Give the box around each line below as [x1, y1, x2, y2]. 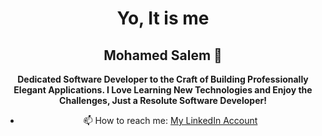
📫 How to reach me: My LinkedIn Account [83, 115, 258, 126]
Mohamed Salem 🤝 [103, 47, 223, 64]
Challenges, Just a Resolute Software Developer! [59, 95, 267, 106]
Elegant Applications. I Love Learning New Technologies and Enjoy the [13, 84, 313, 96]
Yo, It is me [116, 7, 210, 30]
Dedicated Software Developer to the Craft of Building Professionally [17, 73, 309, 85]
